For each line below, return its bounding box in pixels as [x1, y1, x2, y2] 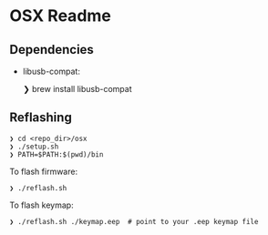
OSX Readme [9, 5, 112, 26]
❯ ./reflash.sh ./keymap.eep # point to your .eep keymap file [9, 217, 259, 226]
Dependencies [9, 42, 94, 57]
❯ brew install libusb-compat [22, 84, 132, 94]
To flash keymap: [9, 199, 75, 210]
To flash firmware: [9, 166, 78, 177]
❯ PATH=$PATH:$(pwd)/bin [9, 149, 104, 159]
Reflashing [9, 110, 73, 126]
